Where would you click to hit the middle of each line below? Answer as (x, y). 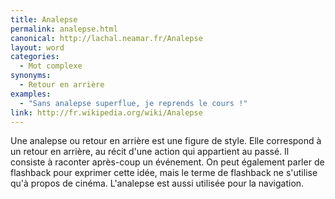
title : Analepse (44, 19)
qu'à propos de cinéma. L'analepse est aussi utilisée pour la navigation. (157, 183)
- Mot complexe (51, 66)
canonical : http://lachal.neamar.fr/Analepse (106, 38)
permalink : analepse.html (64, 29)
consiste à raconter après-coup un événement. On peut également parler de (167, 162)
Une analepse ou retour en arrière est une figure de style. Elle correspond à (166, 141)
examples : (31, 94)
